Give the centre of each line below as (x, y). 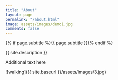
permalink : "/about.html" (32, 19)
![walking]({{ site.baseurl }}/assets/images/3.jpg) (56, 72)
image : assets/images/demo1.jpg (39, 24)
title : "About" (21, 10)
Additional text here (26, 62)
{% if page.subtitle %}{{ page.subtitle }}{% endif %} (59, 43)
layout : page (19, 15)
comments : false (22, 29)
